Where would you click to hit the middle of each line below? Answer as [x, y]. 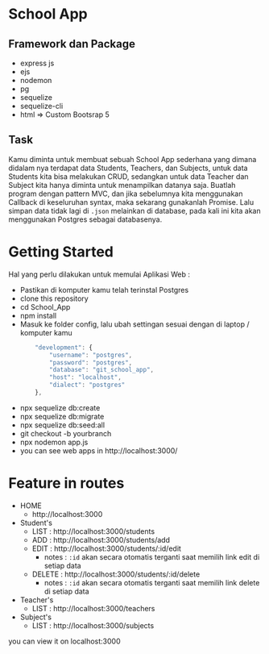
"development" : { [64, 348]
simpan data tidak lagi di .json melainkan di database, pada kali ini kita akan [134, 210]
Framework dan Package [72, 44]
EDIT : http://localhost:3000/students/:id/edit [106, 548]
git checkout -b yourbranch [66, 433]
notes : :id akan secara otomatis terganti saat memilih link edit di [152, 556]
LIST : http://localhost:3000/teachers [93, 608]
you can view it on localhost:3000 [64, 641]
